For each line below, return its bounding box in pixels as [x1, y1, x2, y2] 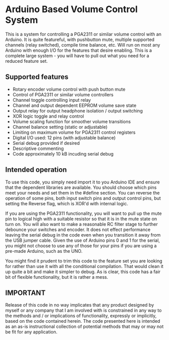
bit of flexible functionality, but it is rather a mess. [5, 274, 108, 280]
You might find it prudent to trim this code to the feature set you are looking [5, 257, 163, 264]
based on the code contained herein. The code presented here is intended [5, 318, 160, 324]
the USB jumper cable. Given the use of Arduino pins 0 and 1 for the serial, [5, 237, 160, 243]
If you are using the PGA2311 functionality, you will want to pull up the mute [5, 210, 162, 216]
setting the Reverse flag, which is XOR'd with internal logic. [5, 200, 129, 206]
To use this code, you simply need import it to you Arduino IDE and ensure [5, 179, 160, 185]
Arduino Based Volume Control [5, 4, 138, 15]
